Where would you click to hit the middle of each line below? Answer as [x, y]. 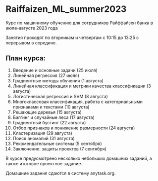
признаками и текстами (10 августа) [51, 107]
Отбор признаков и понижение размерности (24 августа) [74, 128]
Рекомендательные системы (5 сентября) [57, 144]
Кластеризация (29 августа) [42, 133]
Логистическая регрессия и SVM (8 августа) [60, 96]
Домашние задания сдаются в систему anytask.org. [61, 173]
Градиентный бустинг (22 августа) [49, 122]
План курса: [26, 58]
